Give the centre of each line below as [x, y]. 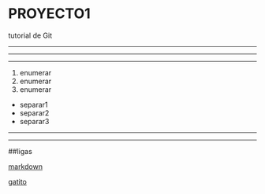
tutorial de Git [30, 35]
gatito [18, 181]
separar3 [34, 121]
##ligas [21, 151]
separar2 [34, 113]
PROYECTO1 [49, 14]
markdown [26, 167]
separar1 [34, 104]
